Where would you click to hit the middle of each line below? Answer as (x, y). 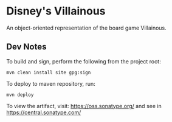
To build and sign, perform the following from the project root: (84, 61)
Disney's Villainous (56, 11)
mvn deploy (20, 95)
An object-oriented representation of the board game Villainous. (86, 28)
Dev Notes (26, 47)
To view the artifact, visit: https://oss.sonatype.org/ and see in (84, 106)
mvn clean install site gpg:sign (49, 72)
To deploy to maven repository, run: (51, 83)
